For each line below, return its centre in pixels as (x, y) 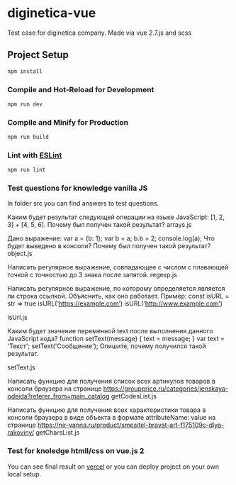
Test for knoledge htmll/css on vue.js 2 (76, 451)
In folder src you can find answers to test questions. (83, 204)
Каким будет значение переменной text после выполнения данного (111, 331)
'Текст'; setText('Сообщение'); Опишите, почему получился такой (107, 346)
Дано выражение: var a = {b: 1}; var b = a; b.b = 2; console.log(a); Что (111, 238)
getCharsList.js (58, 433)
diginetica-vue (52, 13)
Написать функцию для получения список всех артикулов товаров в (112, 381)
